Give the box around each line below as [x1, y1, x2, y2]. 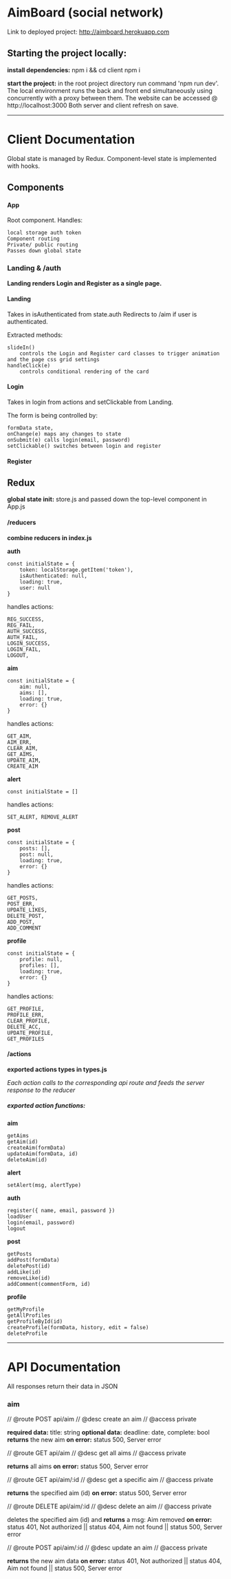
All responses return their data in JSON [7, 1382, 118, 1390]
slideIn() [7, 344, 36, 351]
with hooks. [7, 162, 40, 170]
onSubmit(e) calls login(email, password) [7, 436, 131, 443]
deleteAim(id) [7, 1156, 48, 1163]
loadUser [7, 1213, 32, 1220]
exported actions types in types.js [7, 1065, 107, 1073]
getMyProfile [7, 1306, 45, 1313]
